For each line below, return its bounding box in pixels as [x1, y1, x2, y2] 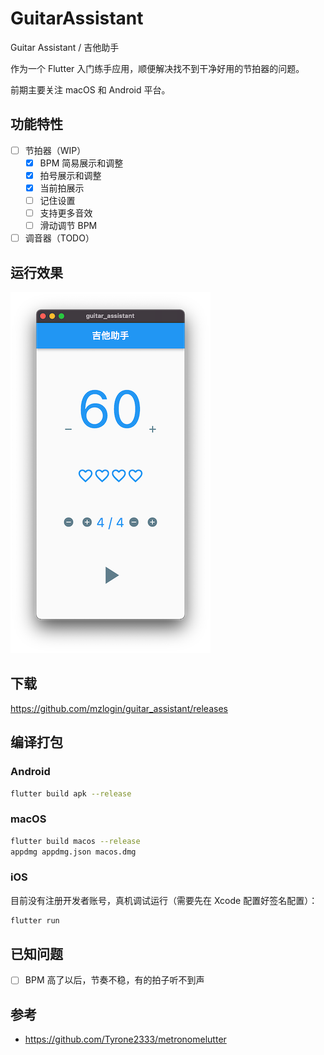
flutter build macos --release [10, 836, 141, 846]
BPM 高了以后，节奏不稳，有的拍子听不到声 [24, 974, 205, 986]
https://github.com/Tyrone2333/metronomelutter [24, 1033, 227, 1046]
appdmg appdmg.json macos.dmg [10, 847, 137, 857]
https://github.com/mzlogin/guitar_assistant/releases [10, 702, 228, 714]
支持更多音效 [39, 207, 93, 219]
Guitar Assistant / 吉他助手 [10, 41, 120, 53]
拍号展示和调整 [39, 169, 102, 181]
